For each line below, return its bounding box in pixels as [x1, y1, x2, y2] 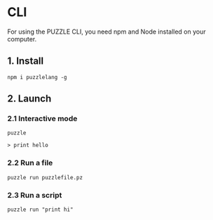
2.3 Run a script [7, 190, 62, 200]
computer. [7, 34, 37, 43]
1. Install [7, 55, 44, 67]
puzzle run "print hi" [7, 206, 74, 214]
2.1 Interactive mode [7, 114, 78, 123]
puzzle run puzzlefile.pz [7, 174, 83, 181]
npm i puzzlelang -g [7, 74, 68, 81]
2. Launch [7, 92, 52, 105]
